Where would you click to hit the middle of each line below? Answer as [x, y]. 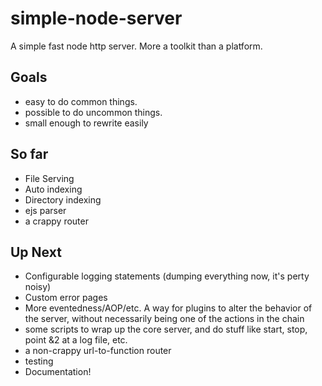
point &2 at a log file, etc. [76, 340]
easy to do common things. [81, 101]
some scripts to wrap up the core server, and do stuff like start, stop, [166, 329]
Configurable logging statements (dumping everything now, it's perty [167, 276]
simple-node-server [96, 18]
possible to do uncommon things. [93, 112]
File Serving [49, 178]
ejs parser [45, 210]
